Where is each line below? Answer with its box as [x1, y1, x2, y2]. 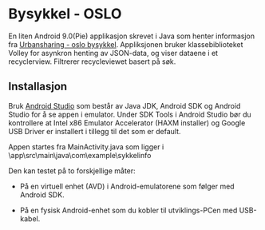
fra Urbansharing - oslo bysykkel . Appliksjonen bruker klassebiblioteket [8, 39, 243, 49]
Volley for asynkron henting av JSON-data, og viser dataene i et [8, 48, 218, 57]
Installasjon [8, 80, 68, 93]
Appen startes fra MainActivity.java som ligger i [8, 141, 164, 152]
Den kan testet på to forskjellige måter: [8, 165, 136, 176]
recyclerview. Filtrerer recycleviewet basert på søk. [8, 57, 176, 66]
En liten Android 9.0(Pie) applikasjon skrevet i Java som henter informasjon [8, 31, 255, 41]
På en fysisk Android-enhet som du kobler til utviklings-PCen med [19, 205, 238, 215]
